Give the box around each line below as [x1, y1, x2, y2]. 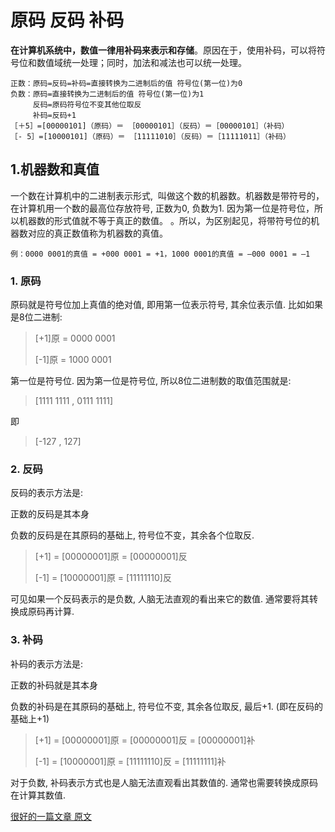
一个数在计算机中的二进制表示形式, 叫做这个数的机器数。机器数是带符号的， [10, 189, 325, 201]
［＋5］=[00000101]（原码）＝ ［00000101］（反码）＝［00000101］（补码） [10, 121, 290, 131]
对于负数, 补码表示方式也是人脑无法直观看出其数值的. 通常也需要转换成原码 [10, 776, 318, 788]
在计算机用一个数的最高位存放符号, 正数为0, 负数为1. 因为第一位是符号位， [10, 202, 315, 214]
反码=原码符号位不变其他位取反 [32, 99, 142, 110]
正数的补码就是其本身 [10, 679, 98, 691]
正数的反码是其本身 [10, 508, 90, 520]
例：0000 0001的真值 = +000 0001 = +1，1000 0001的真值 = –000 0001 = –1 [10, 249, 311, 259]
